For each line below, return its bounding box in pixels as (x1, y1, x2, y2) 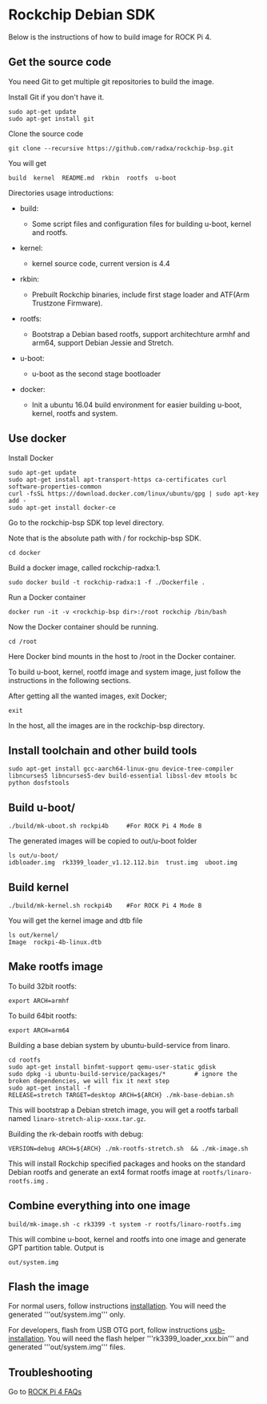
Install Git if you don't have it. (8, 92, 105, 102)
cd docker (8, 548, 42, 556)
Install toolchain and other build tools (8, 743, 197, 757)
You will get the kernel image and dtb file (8, 916, 143, 925)
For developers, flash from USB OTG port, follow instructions (8, 1325, 209, 1335)
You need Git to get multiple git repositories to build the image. (8, 76, 214, 86)
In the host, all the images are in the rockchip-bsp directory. (8, 720, 205, 730)
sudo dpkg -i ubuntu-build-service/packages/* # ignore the (8, 1070, 238, 1078)
